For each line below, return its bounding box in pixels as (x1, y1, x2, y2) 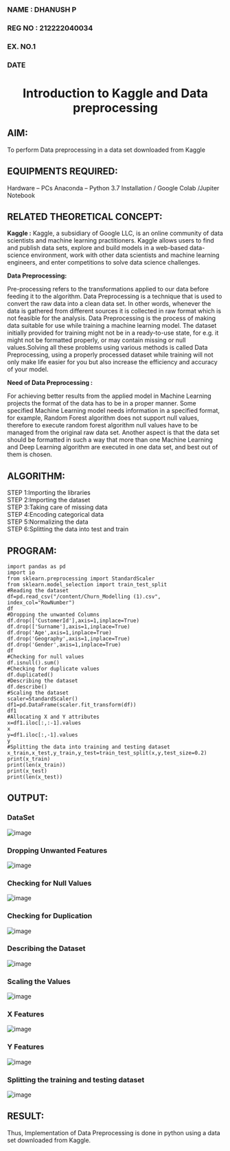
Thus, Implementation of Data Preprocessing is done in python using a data (7, 1128, 221, 1137)
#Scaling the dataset (7, 689, 69, 696)
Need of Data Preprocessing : (7, 379, 93, 387)
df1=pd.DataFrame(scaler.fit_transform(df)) (7, 701, 137, 708)
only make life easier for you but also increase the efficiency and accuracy (7, 358, 218, 366)
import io (7, 569, 36, 576)
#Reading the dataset (7, 587, 69, 594)
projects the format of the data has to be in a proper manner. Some (7, 399, 197, 407)
